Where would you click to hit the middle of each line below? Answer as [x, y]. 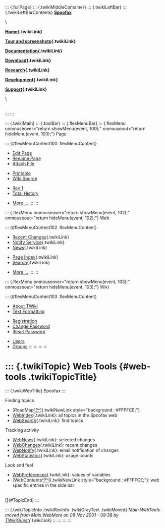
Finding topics [20, 400]
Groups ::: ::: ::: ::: [30, 346]
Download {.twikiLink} [28, 60]
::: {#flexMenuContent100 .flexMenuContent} [51, 144]
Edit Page [22, 153]
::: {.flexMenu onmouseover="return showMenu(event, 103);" [68, 282]
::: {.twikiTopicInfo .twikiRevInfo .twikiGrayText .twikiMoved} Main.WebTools [82, 510]
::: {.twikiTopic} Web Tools [61, 367]
